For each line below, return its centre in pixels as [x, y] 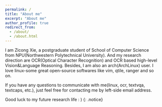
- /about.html [24, 37]
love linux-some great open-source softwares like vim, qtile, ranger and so [80, 70]
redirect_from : [20, 27]
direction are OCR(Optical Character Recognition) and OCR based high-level [81, 60]
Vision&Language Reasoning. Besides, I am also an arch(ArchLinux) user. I [79, 65]
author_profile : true [27, 23]
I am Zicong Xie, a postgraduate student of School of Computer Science [77, 50]
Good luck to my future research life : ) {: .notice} [54, 99]
